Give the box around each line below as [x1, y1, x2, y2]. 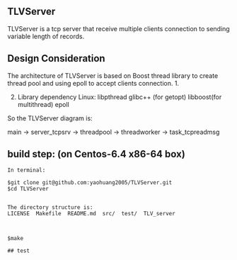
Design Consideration [7, 52, 105, 64]
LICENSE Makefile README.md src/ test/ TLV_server [7, 210, 175, 217]
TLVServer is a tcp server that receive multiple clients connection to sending [7, 24, 230, 33]
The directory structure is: [7, 204, 93, 211]
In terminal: [7, 166, 46, 174]
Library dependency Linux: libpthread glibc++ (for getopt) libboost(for [17, 92, 222, 101]
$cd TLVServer [7, 186, 50, 193]
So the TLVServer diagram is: [7, 113, 93, 123]
